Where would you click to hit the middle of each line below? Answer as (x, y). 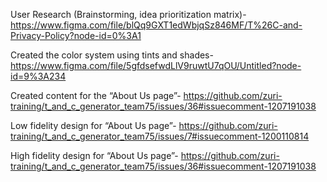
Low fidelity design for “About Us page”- (93, 125)
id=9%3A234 (38, 76)
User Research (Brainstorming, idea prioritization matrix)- (128, 14)
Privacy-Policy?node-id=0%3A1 (76, 35)
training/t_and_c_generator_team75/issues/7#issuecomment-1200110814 (160, 136)
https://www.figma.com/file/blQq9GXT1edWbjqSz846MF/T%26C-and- (156, 25)
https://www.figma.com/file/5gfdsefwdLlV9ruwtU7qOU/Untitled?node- (156, 65)
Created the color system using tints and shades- (112, 55)
